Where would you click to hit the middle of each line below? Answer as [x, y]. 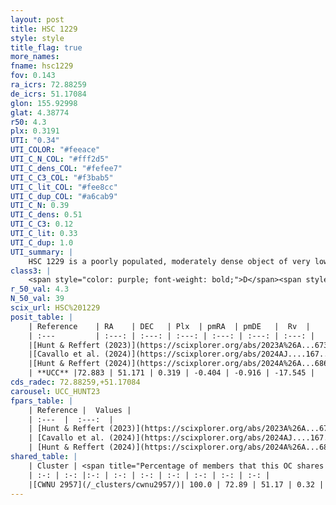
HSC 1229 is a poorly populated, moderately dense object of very [169, 261]
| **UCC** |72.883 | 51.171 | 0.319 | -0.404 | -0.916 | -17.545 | [171, 373]
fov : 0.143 [33, 76]
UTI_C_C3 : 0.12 [42, 224]
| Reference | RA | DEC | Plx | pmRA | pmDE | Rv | [169, 326]
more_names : [35, 57]
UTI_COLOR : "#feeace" [55, 150]
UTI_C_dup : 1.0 [42, 242]
